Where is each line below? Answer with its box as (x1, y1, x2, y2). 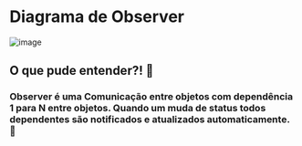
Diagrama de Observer (9, 6, 185, 27)
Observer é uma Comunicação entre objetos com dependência (9, 90, 294, 103)
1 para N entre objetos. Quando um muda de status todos (9, 102, 266, 115)
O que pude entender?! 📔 (9, 63, 154, 78)
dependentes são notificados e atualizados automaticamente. (9, 113, 290, 126)
